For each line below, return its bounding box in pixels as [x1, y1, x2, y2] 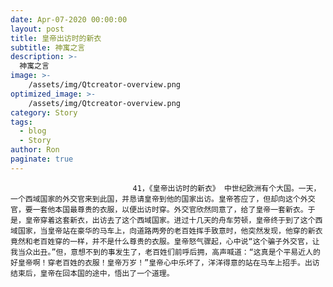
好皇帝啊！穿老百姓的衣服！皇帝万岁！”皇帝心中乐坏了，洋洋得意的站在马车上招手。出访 [10, 257, 320, 268]
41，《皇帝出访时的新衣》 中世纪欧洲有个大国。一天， [132, 183, 322, 193]
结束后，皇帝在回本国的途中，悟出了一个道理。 [10, 268, 175, 278]
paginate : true [10, 154, 74, 164]
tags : [10, 117, 33, 127]
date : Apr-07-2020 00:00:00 [10, 14, 128, 25]
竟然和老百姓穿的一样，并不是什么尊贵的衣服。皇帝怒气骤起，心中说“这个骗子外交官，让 [10, 236, 320, 246]
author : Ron [10, 145, 60, 155]
